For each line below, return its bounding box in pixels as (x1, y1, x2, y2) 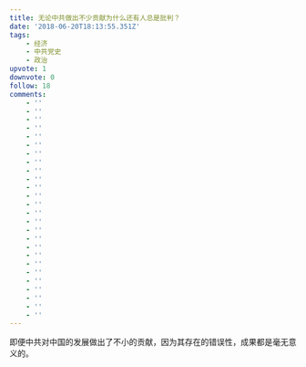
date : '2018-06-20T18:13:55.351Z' (9, 22, 141, 31)
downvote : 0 (9, 73, 55, 82)
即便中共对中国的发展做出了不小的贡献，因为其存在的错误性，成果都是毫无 (9, 337, 289, 348)
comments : (9, 89, 47, 99)
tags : (9, 30, 30, 39)
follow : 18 (9, 81, 51, 90)
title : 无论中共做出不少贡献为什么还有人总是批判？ (9, 13, 180, 23)
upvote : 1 (9, 65, 47, 74)
